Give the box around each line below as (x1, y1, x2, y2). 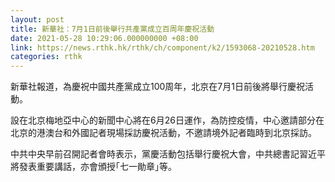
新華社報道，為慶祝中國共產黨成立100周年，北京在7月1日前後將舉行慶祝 (10, 81, 305, 93)
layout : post (10, 14, 65, 25)
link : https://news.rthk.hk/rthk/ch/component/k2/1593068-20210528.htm (10, 42, 315, 53)
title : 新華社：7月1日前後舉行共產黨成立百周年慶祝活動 (10, 24, 215, 34)
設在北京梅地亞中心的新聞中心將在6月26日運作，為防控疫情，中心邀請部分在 (10, 114, 325, 126)
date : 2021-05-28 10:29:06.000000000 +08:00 (10, 33, 199, 43)
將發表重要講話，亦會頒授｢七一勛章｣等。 (10, 161, 177, 173)
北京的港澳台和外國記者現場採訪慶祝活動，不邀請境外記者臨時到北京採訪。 (10, 127, 317, 139)
